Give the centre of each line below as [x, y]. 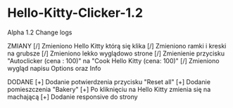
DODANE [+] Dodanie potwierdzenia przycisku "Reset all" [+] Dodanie [109, 81]
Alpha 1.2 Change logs [40, 32]
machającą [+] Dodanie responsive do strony [73, 97]
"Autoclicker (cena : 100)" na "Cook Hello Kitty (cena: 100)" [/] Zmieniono [113, 60]
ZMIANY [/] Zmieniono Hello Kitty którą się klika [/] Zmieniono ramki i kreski [117, 46]
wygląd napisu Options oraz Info [54, 68]
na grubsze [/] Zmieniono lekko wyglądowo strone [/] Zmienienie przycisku [116, 53]
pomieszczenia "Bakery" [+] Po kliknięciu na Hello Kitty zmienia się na [109, 89]
